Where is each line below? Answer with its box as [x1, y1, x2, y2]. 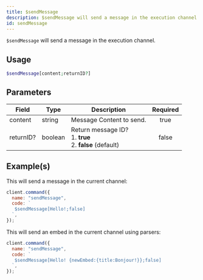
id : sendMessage [6, 20, 47, 26]
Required [151, 105, 179, 114]
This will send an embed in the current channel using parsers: [6, 228, 161, 236]
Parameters [6, 87, 52, 98]
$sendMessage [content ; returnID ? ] [6, 70, 91, 77]
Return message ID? [71, 125, 129, 134]
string [41, 115, 59, 124]
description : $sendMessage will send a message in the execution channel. [6, 15, 200, 21]
